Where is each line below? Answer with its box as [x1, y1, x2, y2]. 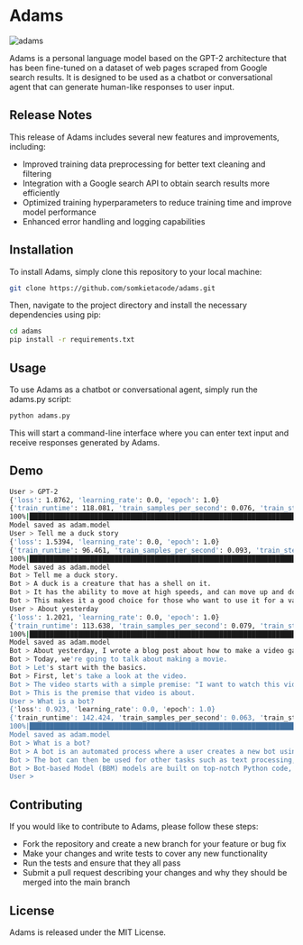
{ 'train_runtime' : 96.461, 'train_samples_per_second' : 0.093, [9, 546, 252, 555]
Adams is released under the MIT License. [9, 926, 167, 938]
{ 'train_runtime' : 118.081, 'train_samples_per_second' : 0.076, [9, 504, 256, 513]
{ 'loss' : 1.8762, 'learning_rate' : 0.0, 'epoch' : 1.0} [9, 495, 220, 505]
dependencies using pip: [9, 309, 102, 320]
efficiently [22, 187, 60, 198]
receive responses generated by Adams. [9, 436, 161, 447]
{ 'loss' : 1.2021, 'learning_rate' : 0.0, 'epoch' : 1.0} [9, 612, 220, 622]
